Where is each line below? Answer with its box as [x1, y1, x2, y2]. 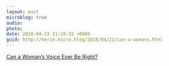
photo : [6, 25, 23, 32]
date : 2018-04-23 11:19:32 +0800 [6, 31, 91, 37]
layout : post [6, 8, 39, 15]
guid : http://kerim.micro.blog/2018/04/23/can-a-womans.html [6, 37, 164, 43]
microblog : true [6, 14, 47, 20]
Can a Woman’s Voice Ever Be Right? [6, 53, 98, 60]
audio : [6, 20, 23, 26]
